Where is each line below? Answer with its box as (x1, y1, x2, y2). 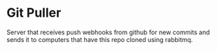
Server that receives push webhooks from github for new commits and (6, 28, 211, 36)
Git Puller (6, 5, 62, 21)
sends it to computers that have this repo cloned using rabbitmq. (6, 35, 193, 43)
